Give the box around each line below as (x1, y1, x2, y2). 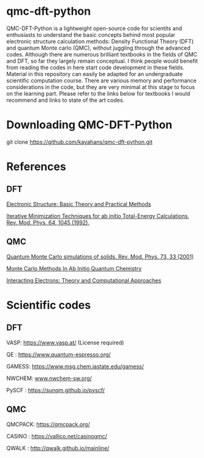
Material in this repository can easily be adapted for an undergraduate (6, 70, 183, 77)
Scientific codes (6, 298, 91, 312)
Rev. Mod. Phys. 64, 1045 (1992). (6, 219, 90, 226)
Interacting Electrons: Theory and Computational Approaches (6, 276, 162, 284)
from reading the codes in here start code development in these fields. (6, 63, 185, 71)
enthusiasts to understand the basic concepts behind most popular (6, 31, 176, 38)
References (6, 160, 66, 174)
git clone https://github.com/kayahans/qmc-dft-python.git (6, 138, 153, 146)
